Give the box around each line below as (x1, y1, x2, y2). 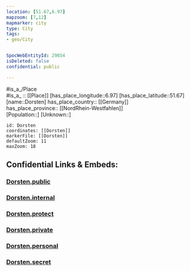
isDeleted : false (6, 58, 50, 64)
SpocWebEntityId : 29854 (6, 53, 66, 59)
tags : (6, 31, 20, 37)
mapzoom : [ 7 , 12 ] (6, 14, 47, 20)
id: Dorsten (6, 122, 36, 129)
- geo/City (6, 36, 33, 42)
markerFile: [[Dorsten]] (6, 133, 68, 139)
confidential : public (6, 63, 60, 69)
